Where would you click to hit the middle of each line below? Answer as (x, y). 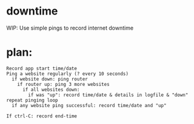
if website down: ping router (50, 79)
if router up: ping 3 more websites (64, 84)
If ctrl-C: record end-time (42, 116)
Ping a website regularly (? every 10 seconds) (68, 74)
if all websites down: (51, 90)
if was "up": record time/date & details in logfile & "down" (108, 95)
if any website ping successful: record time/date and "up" (89, 105)
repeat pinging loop (32, 100)
